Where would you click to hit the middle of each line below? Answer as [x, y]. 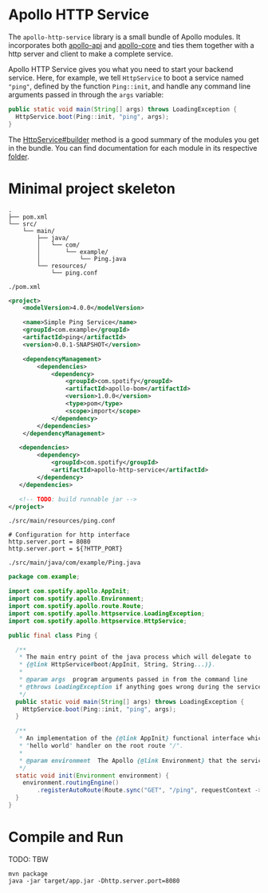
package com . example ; [44, 577]
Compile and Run [66, 838]
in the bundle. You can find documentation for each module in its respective [133, 148]
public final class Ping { [53, 635]
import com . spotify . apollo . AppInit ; [69, 591]
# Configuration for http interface [69, 535]
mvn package [28, 874]
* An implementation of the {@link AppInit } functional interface [132, 739]
